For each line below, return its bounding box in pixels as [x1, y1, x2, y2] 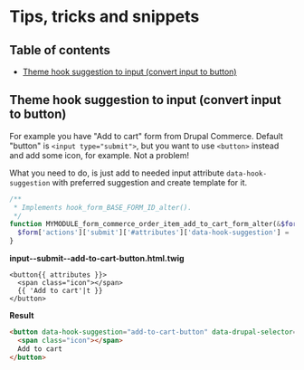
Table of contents [9, 43, 110, 58]
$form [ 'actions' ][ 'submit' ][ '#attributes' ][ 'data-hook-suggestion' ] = [17, 228, 290, 237]
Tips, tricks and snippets [9, 6, 200, 27]
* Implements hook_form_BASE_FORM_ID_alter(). [13, 203, 193, 212]
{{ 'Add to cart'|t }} [17, 287, 103, 296]
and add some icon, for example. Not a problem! [9, 149, 190, 160]
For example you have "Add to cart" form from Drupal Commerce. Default [9, 130, 283, 141]
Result [9, 310, 34, 321]
